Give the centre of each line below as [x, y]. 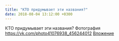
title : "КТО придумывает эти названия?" [47, 10]
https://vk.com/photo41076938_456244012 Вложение [59, 33]
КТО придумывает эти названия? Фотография [53, 28]
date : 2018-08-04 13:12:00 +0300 [39, 14]
